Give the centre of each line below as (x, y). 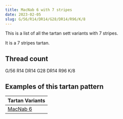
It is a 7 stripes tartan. (27, 43)
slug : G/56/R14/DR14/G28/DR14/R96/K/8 (45, 19)
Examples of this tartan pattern (54, 86)
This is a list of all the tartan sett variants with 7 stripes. (62, 33)
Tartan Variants (27, 100)
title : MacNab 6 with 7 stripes (39, 10)
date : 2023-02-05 (23, 14)
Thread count (27, 59)
